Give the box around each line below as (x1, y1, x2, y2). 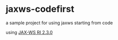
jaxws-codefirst (6, 3, 75, 15)
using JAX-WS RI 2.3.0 (6, 29, 53, 35)
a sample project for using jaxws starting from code (6, 20, 113, 26)
